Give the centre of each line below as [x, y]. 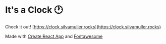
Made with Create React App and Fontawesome [54, 36]
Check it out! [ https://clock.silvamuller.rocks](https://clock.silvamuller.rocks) [83, 27]
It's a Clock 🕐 [34, 10]
